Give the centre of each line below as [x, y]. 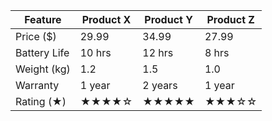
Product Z [230, 19]
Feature [43, 19]
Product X [106, 19]
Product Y [168, 19]
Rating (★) [41, 101]
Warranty [37, 85]
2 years [160, 85]
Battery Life [42, 52]
